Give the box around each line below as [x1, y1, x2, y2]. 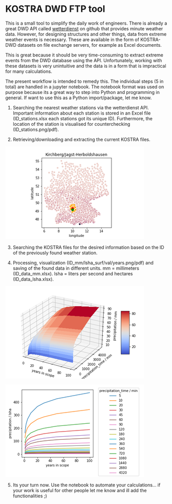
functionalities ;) [12, 493, 47, 499]
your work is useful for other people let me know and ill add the [12, 487, 147, 493]
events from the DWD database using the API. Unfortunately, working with [5, 57, 162, 63]
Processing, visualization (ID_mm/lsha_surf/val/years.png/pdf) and [12, 259, 154, 266]
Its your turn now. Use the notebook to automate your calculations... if [12, 481, 161, 488]
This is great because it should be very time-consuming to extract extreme [5, 52, 163, 58]
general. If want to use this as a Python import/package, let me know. [5, 95, 152, 101]
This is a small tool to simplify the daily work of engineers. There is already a [5, 20, 167, 26]
